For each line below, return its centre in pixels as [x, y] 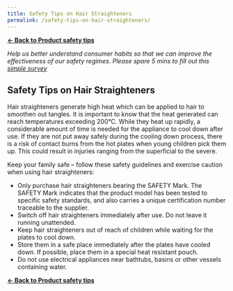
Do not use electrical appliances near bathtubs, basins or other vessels [119, 260]
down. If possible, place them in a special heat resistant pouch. [107, 252]
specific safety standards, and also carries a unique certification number [121, 200]
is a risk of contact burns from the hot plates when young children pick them [117, 144]
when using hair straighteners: [51, 172]
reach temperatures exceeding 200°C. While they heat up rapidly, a [104, 122]
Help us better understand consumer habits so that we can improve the [110, 54]
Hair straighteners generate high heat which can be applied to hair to [106, 107]
